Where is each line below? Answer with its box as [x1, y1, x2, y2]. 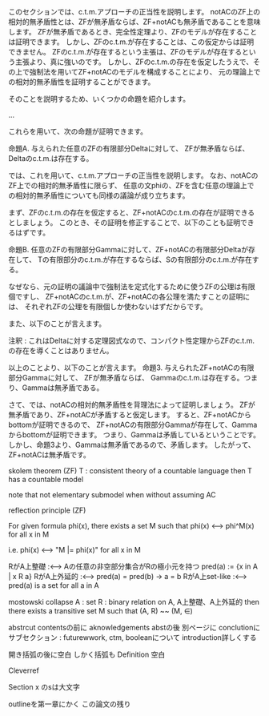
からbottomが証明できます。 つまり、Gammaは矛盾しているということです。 [8, 430, 261, 439]
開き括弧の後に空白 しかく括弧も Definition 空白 [8, 650, 166, 659]
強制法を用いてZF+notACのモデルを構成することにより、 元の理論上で [29, 67, 261, 76]
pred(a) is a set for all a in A [8, 581, 99, 590]
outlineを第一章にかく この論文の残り [8, 699, 131, 709]
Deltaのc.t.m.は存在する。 [8, 154, 94, 163]
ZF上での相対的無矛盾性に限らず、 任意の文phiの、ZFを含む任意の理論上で [8, 181, 255, 190]
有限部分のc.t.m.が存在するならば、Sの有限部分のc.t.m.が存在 [49, 255, 252, 264]
